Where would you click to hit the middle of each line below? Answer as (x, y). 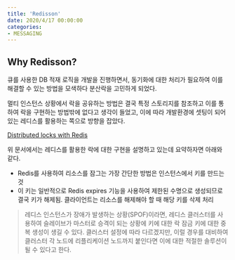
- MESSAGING (25, 33)
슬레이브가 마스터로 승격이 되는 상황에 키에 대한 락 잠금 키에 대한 (131, 223)
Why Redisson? (42, 61)
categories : (25, 27)
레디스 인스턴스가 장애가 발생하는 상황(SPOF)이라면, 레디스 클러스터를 (120, 214)
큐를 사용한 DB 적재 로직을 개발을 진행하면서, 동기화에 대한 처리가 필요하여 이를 (115, 80)
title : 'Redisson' (34, 14)
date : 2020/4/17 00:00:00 (45, 20)
